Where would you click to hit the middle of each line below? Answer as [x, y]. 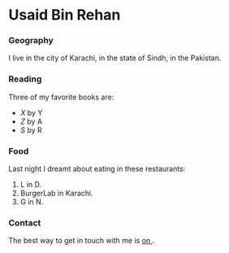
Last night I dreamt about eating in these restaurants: [97, 169]
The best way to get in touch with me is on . [82, 241]
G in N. [32, 202]
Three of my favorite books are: [61, 97]
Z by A [31, 121]
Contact [25, 223]
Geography [31, 41]
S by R [31, 130]
